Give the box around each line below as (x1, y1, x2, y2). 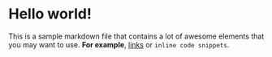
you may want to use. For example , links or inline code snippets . (8, 39, 230, 49)
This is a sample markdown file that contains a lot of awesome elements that (8, 31, 265, 41)
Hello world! (8, 5, 92, 23)
